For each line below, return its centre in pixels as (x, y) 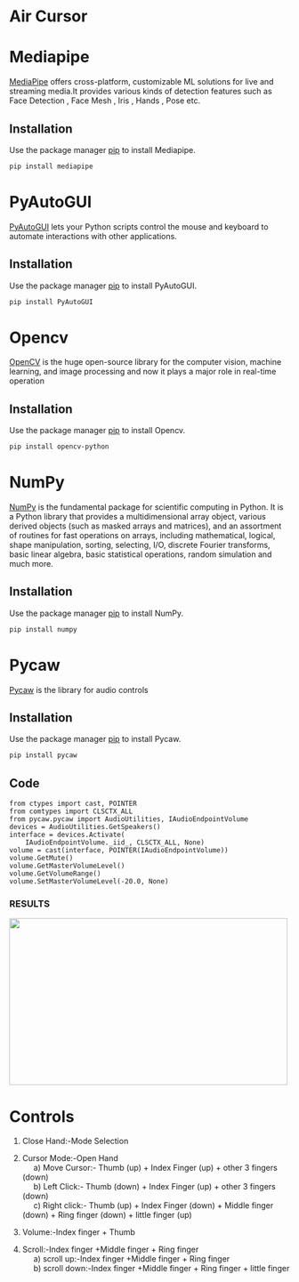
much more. (31, 564)
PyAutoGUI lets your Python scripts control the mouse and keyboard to (139, 226)
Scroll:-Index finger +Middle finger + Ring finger (110, 1250)
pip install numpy (43, 629)
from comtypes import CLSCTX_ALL (71, 811)
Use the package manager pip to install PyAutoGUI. (103, 286)
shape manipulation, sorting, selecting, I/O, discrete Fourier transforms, (140, 545)
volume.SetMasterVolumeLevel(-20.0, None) (89, 882)
